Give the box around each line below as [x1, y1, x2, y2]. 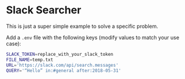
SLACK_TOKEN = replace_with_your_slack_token [6, 51, 114, 57]
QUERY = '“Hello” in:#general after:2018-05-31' [6, 67, 121, 73]
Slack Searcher [6, 3, 82, 17]
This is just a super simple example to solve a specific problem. [6, 23, 159, 30]
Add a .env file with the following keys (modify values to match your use [6, 34, 180, 41]
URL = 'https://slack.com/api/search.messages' [6, 62, 118, 68]
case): [6, 40, 22, 47]
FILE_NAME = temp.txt [6, 56, 54, 63]
